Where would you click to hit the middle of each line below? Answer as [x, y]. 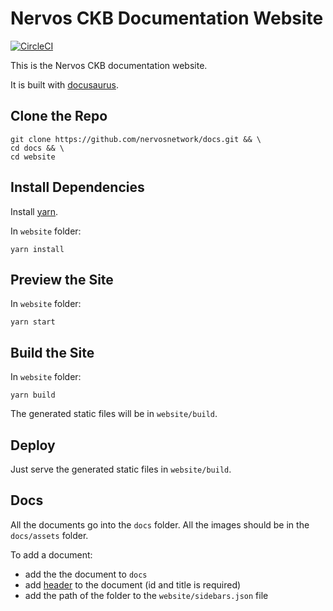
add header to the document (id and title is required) [133, 584]
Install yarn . [34, 211]
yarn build [33, 395]
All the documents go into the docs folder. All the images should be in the [160, 524]
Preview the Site [62, 279]
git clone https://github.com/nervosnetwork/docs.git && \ [136, 139]
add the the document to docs [86, 574]
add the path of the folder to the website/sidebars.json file [146, 595]
